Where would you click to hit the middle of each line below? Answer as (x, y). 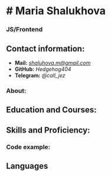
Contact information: (45, 49)
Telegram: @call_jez (40, 75)
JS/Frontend (25, 30)
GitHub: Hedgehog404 (43, 69)
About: (16, 91)
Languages (27, 166)
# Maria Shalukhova (56, 11)
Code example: (28, 147)
